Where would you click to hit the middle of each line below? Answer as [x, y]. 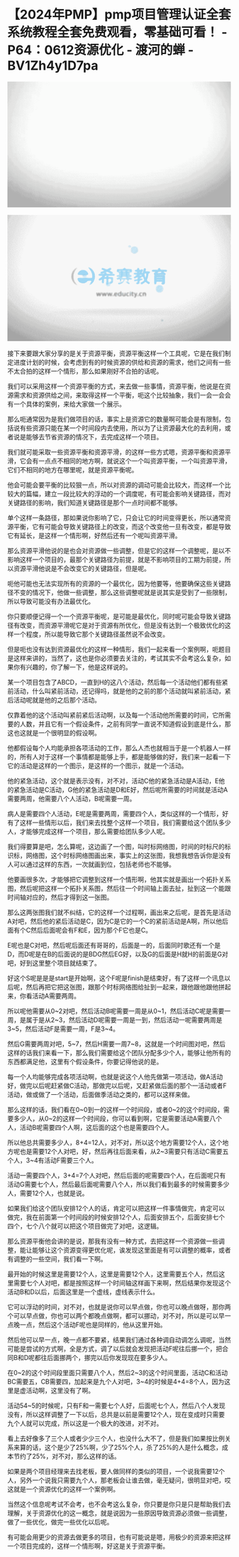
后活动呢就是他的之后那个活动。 [54, 700]
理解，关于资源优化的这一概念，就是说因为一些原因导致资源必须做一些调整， [119, 1513]
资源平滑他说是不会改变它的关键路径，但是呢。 [82, 568]
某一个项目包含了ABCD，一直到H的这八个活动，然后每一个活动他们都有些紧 [118, 682]
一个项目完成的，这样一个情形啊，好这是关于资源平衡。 [88, 1546]
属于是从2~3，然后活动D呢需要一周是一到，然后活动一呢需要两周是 [124, 1020]
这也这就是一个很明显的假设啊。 [54, 732]
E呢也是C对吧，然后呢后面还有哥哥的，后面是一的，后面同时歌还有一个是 [114, 945]
